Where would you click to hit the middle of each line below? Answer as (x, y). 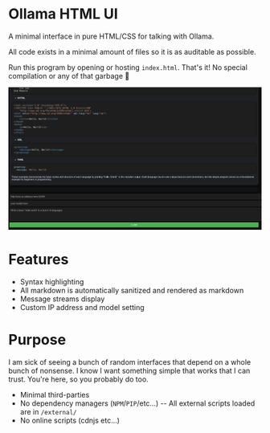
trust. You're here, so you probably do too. (78, 379)
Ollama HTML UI (63, 14)
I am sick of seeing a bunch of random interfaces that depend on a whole (130, 362)
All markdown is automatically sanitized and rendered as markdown (132, 290)
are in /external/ (48, 411)
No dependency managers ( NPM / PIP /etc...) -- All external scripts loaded (137, 403)
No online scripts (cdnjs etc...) (70, 420)
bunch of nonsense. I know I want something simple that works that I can (129, 370)
